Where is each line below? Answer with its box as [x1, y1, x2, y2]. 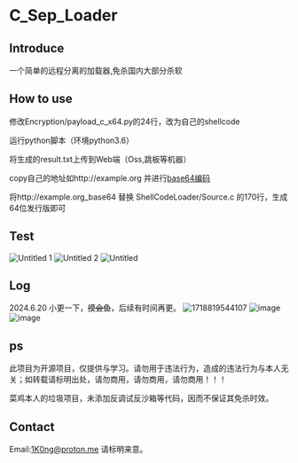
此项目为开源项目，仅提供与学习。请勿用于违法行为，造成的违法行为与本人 [9, 363, 281, 373]
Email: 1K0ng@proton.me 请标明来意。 [9, 444, 148, 455]
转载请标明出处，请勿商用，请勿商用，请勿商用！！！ [32, 374, 227, 385]
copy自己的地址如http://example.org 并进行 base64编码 [9, 172, 211, 183]
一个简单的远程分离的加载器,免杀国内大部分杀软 [9, 66, 184, 75]
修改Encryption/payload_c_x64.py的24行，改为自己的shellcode [9, 116, 240, 127]
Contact [9, 419, 55, 435]
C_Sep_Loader [9, 5, 118, 26]
